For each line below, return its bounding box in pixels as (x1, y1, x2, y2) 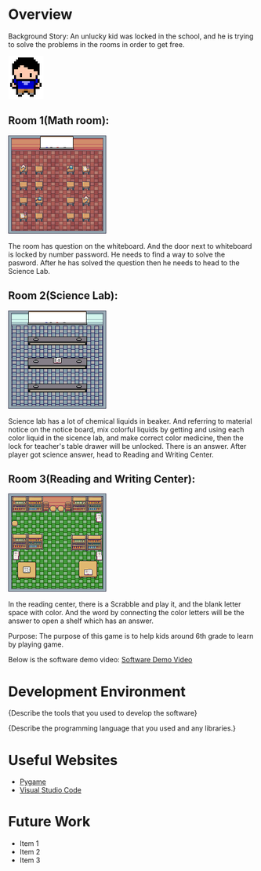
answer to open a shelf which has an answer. (8, 616, 154, 625)
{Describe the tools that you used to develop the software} (8, 709, 198, 718)
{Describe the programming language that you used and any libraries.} (8, 723, 237, 733)
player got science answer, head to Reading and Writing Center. (8, 450, 214, 459)
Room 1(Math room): (8, 114, 110, 127)
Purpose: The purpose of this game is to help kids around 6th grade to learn (8, 632, 254, 641)
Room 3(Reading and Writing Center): (8, 472, 196, 486)
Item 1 (19, 839, 39, 848)
